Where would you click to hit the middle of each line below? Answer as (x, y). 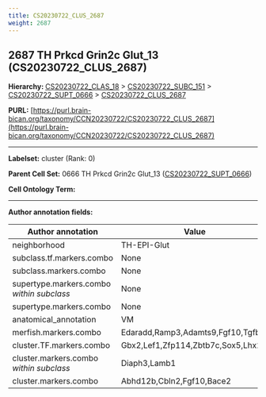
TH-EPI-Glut (145, 245)
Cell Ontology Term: (42, 189)
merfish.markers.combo (57, 333)
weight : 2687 (30, 23)
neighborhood (39, 245)
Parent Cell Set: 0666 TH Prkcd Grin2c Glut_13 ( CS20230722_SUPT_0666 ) (130, 174)
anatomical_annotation (54, 320)
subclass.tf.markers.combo (63, 258)
